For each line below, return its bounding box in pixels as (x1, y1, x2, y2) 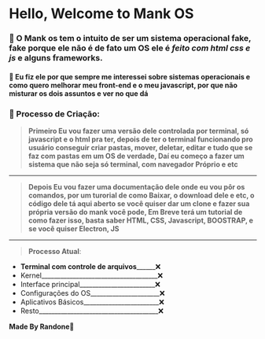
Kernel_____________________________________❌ (20, 271, 164, 280)
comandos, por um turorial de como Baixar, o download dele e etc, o (28, 190, 255, 200)
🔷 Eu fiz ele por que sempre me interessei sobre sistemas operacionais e (9, 72, 251, 81)
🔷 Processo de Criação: (9, 108, 101, 119)
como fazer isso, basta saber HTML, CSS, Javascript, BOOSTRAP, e (28, 216, 254, 225)
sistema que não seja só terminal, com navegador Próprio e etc (28, 160, 238, 169)
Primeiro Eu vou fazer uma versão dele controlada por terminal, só (28, 127, 249, 135)
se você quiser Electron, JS (28, 224, 120, 233)
